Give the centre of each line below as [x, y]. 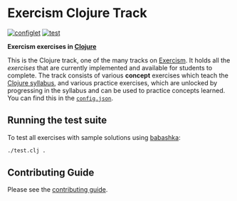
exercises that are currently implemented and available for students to [110, 67]
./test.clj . [27, 151]
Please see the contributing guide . [58, 190]
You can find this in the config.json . [60, 98]
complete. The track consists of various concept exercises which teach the [118, 75]
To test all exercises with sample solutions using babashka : [94, 137]
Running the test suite [57, 120]
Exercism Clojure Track [77, 13]
